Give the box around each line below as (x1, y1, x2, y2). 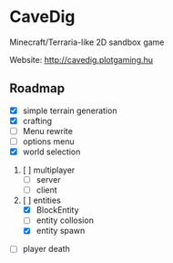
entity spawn (36, 226, 86, 237)
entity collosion (36, 215, 94, 226)
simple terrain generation (22, 105, 117, 116)
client (36, 184, 57, 195)
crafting (22, 115, 53, 126)
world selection (22, 146, 81, 157)
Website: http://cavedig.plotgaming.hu (9, 54, 153, 65)
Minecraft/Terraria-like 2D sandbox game (9, 37, 165, 47)
